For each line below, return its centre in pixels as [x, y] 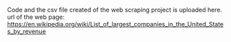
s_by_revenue [27, 31]
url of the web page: [36, 17]
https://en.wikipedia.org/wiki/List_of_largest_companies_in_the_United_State [115, 24]
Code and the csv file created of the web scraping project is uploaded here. [115, 10]
